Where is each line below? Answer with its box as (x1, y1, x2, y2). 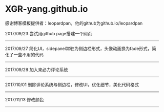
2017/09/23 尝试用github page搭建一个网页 (5, 30, 92, 36)
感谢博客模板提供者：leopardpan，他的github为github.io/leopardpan (5, 20, 143, 26)
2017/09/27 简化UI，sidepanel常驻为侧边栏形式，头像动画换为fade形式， (5, 45, 152, 51)
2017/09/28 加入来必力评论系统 (5, 67, 68, 72)
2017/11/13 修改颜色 (5, 96, 44, 102)
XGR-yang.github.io (5, 3, 88, 15)
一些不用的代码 (13, 51, 44, 57)
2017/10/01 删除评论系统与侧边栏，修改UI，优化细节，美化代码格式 (5, 82, 139, 88)
